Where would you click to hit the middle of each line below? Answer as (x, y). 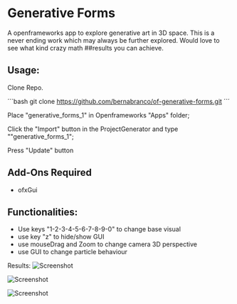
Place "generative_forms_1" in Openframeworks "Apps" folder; (99, 115)
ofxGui (27, 189)
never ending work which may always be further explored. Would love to (114, 40)
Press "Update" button (41, 150)
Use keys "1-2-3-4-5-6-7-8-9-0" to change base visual (99, 229)
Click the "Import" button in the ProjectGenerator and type (93, 129)
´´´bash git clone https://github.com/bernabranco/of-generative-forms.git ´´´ (118, 101)
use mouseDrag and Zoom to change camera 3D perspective (107, 244)
